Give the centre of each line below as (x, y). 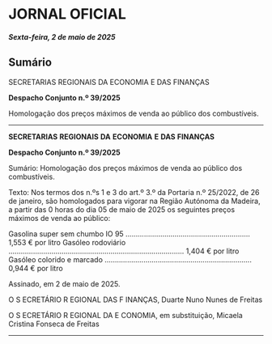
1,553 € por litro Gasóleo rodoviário (67, 242)
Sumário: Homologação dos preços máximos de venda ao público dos (125, 168)
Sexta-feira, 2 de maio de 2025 (62, 36)
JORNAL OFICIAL (68, 14)
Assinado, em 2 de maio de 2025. (64, 283)
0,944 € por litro (36, 268)
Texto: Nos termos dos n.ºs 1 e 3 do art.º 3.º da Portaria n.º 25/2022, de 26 (134, 192)
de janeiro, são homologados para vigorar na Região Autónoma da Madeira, (134, 201)
